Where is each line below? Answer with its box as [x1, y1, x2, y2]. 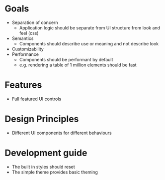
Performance [11, 51, 39, 57]
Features [4, 79, 42, 91]
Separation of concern [11, 19, 58, 25]
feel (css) [19, 30, 39, 36]
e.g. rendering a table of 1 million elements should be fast [19, 62, 137, 68]
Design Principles [4, 113, 79, 125]
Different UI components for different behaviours [11, 130, 112, 136]
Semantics [11, 35, 34, 41]
